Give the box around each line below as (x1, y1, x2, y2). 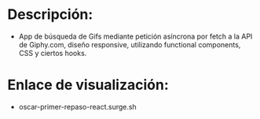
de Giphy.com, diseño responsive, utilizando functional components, (18, 39, 241, 49)
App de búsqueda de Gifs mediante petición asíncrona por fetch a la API (18, 32, 253, 41)
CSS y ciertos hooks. (18, 48, 87, 58)
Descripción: (7, 6, 93, 24)
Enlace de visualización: (7, 76, 170, 94)
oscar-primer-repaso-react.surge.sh (18, 102, 137, 111)
